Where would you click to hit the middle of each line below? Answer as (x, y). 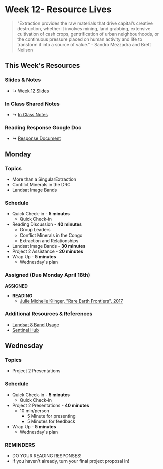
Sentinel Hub (26, 330)
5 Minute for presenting (51, 416)
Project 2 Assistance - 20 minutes (48, 251)
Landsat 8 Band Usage (36, 325)
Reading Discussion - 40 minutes (47, 224)
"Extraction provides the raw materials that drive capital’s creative (85, 23)
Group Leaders (35, 230)
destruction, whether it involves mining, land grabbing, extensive (84, 28)
